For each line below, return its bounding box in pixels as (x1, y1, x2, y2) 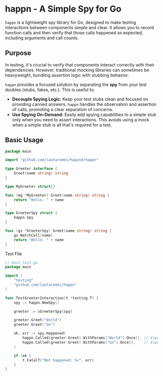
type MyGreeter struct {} (5, 184, 55, 189)
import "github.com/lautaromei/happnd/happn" (5, 158, 98, 163)
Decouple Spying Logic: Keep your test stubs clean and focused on (12, 96, 148, 102)
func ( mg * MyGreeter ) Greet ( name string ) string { (5, 193, 110, 197)
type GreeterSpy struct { (5, 211, 57, 215)
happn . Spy (14, 215, 34, 220)
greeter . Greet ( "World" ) (14, 318, 62, 323)
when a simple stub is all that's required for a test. (12, 122, 112, 128)
